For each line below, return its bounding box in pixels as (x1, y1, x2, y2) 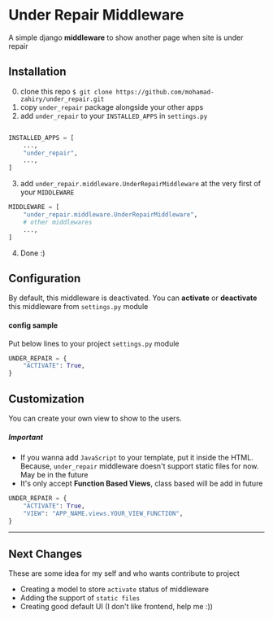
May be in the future (19, 469, 89, 479)
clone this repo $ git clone (19, 86, 113, 96)
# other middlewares (23, 218, 93, 226)
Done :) (19, 248, 45, 258)
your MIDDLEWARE (19, 187, 75, 197)
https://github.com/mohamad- (115, 88, 214, 96)
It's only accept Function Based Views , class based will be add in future (19, 478, 263, 488)
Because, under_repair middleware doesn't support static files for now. (19, 461, 259, 471)
